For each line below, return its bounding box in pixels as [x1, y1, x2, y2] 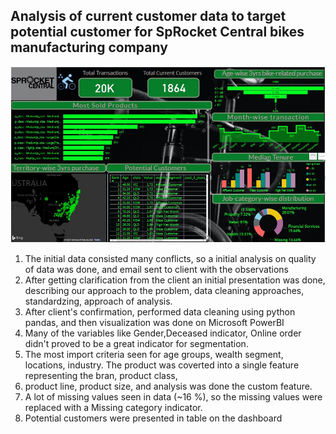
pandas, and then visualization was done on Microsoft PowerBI [24, 317, 285, 329]
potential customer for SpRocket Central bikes [10, 24, 305, 41]
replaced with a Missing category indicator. [24, 402, 203, 414]
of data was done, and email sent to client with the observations [24, 264, 289, 276]
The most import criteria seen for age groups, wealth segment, [24, 349, 284, 361]
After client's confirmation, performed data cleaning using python [24, 306, 296, 318]
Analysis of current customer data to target [10, 8, 287, 25]
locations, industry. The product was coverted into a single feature [24, 359, 300, 371]
